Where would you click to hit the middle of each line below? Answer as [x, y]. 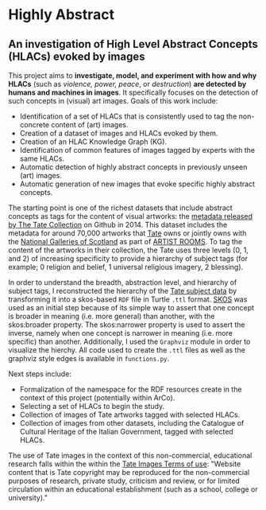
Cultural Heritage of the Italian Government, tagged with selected [127, 432]
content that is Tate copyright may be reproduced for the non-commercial [129, 472]
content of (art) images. [90, 125]
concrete [35, 125]
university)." [28, 498]
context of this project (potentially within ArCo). [97, 398]
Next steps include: [40, 374]
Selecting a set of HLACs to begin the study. [92, 406]
